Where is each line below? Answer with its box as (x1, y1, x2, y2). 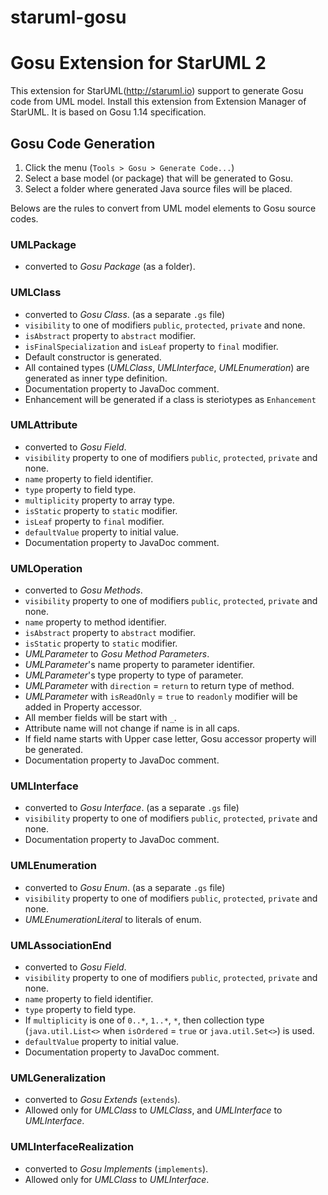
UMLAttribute (10, 418, 78, 432)
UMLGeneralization (10, 1071, 107, 1085)
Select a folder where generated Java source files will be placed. (24, 182, 293, 195)
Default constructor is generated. (24, 351, 162, 363)
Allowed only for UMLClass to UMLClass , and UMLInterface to (24, 1104, 283, 1116)
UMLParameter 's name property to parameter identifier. (24, 659, 256, 671)
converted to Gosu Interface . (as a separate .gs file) (24, 802, 240, 814)
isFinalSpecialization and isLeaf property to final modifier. (24, 340, 279, 352)
